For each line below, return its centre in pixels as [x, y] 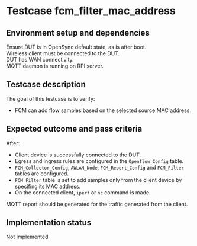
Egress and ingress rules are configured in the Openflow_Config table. [99, 161]
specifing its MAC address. [48, 186]
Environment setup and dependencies [78, 33]
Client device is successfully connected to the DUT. [78, 155]
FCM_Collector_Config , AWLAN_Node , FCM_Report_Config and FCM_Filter [99, 167]
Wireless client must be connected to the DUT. [63, 53]
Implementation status [49, 223]
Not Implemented [27, 237]
